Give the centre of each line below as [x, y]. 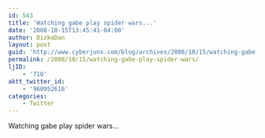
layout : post [30, 45]
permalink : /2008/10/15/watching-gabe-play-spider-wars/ [104, 60]
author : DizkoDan [37, 37]
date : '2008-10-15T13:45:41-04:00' [67, 30]
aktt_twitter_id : [37, 81]
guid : [17, 52]
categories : [28, 96]
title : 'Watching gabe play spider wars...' [82, 23]
